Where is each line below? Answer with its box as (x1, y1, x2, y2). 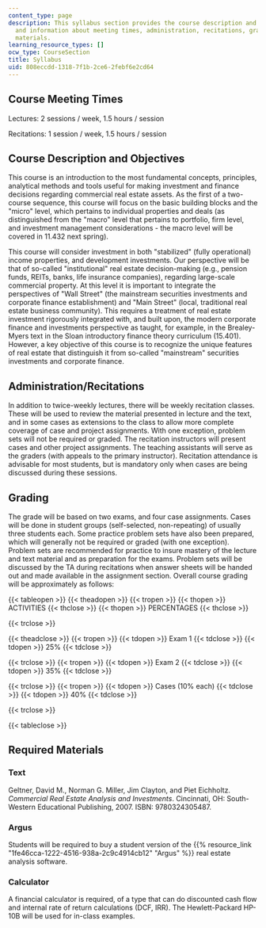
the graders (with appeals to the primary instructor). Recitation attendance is (8, 451, 258, 460)
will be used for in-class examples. (21, 911, 135, 921)
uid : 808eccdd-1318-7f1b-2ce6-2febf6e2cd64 (8, 63, 154, 71)
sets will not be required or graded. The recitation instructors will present (8, 434, 246, 444)
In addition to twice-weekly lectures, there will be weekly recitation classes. (8, 401, 255, 411)
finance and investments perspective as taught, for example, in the (8, 323, 226, 333)
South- (226, 793, 249, 803)
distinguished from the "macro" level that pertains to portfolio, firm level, (8, 215, 245, 224)
